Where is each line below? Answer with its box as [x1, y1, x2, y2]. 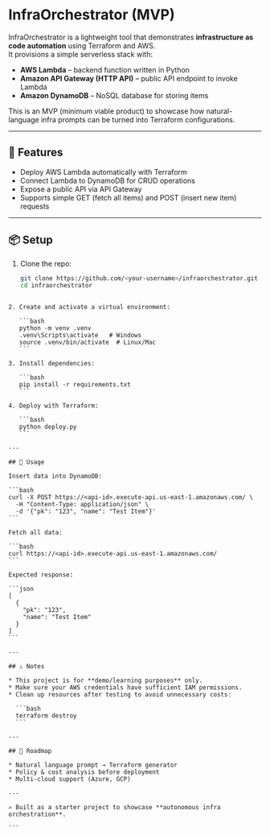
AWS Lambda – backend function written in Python [19, 64, 190, 74]
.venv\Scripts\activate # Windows [18, 332, 142, 340]
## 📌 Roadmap [8, 747, 52, 755]
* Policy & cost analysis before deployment [8, 768, 160, 776]
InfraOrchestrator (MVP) [8, 6, 175, 24]
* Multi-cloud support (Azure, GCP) [8, 775, 131, 783]
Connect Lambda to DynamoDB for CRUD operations [19, 176, 195, 185]
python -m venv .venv [18, 324, 92, 333]
